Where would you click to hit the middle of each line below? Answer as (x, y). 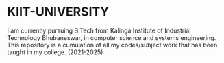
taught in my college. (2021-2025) (55, 52)
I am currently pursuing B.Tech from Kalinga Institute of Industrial (99, 30)
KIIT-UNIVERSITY (58, 12)
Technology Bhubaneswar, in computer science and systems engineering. (112, 37)
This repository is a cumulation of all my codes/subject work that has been (112, 45)
